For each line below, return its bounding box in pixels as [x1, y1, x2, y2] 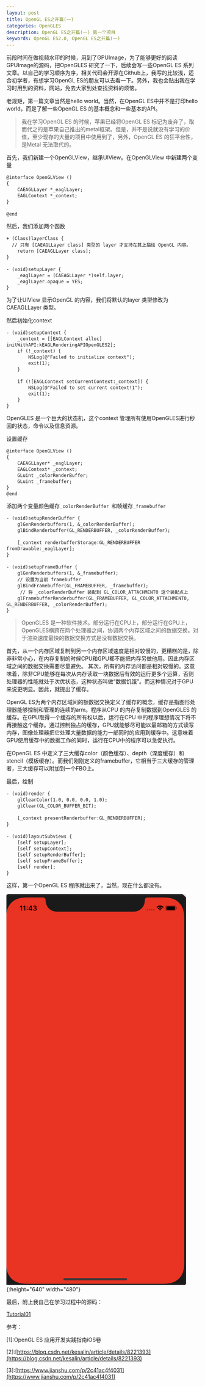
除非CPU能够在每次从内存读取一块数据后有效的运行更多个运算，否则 [22, 670, 194, 678]
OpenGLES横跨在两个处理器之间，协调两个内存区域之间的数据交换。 [21, 626, 193, 634]
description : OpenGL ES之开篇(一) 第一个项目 [6, 29, 116, 35]
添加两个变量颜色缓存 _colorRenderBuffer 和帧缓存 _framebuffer [6, 503, 166, 510]
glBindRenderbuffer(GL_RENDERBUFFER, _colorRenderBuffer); [17, 528, 171, 534]
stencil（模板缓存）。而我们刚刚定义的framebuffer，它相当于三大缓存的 [6, 757, 184, 764]
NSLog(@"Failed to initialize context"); [28, 354, 135, 360]
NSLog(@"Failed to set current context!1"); [28, 385, 143, 391]
